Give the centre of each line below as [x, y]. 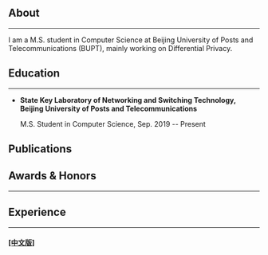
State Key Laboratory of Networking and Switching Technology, [128, 100]
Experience [37, 212]
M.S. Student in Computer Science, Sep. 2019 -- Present [112, 124]
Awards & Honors [53, 176]
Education [34, 74]
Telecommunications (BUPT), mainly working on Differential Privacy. [120, 48]
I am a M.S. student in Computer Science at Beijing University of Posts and [131, 40]
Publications [40, 149]
